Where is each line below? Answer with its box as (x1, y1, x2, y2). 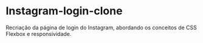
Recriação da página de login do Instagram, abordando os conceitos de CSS (5, 24, 197, 31)
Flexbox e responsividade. (5, 30, 72, 37)
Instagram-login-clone (5, 4, 123, 18)
